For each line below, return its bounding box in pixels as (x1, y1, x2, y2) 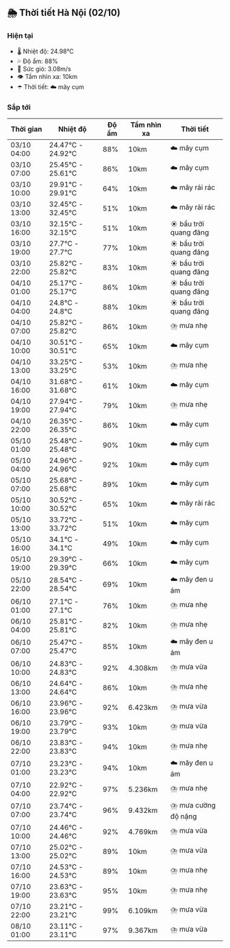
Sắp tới (7, 102, 31, 112)
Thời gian (10, 124, 42, 134)
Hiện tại (7, 31, 34, 40)
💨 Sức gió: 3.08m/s (16, 64, 72, 73)
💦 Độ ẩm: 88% (16, 57, 58, 65)
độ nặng (170, 811, 197, 821)
